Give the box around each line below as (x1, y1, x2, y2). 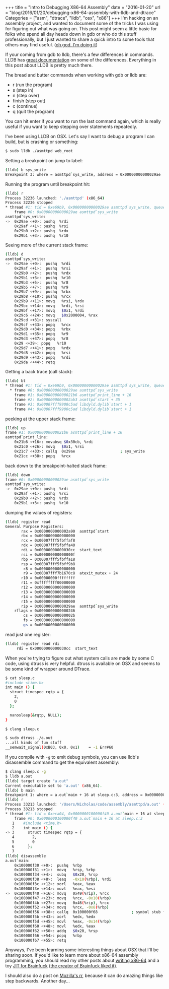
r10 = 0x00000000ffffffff (21, 575, 75, 581)
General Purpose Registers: (5, 524, 64, 529)
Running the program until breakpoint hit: (5, 181, 91, 187)
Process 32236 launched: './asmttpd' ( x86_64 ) (5, 195, 105, 201)
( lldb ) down (5, 472, 30, 478)
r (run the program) (12, 82, 53, 88)
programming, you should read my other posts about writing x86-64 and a (5, 957, 159, 964)
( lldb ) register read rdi (5, 641, 59, 646)
